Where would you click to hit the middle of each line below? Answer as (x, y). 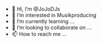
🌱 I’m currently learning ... (43, 21)
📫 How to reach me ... (39, 34)
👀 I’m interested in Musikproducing (54, 15)
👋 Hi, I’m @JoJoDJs (36, 9)
